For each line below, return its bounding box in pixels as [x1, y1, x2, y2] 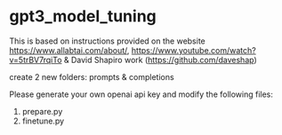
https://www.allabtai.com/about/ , [9, 44, 130, 55]
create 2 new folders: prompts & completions [9, 71, 175, 82]
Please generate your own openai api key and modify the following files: [9, 89, 274, 99]
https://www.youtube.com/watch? [131, 44, 256, 55]
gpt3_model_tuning [9, 6, 157, 27]
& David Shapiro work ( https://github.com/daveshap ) [63, 54, 258, 65]
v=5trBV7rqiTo [9, 54, 62, 65]
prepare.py [21, 106, 63, 116]
